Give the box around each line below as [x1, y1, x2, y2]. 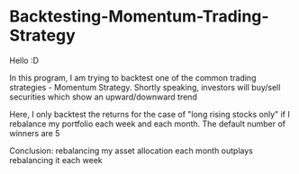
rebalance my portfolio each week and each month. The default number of [9, 118, 286, 129]
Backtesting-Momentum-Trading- [9, 6, 269, 27]
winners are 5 [9, 127, 60, 138]
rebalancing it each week [9, 154, 103, 165]
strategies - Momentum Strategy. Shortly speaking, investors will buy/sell [9, 82, 281, 92]
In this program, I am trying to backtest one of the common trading [9, 72, 257, 83]
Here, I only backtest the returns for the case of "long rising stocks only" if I [9, 109, 290, 119]
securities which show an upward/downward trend [9, 91, 198, 102]
